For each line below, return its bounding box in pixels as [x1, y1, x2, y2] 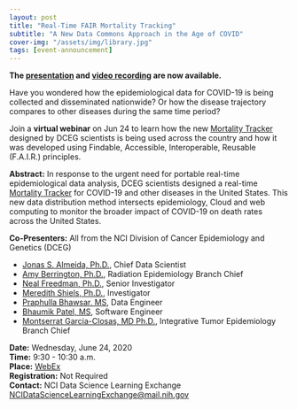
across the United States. [9, 216, 102, 227]
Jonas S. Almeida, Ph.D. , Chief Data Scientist [21, 259, 186, 270]
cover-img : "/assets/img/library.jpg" [9, 37, 152, 47]
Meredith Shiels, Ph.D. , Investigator [21, 288, 151, 298]
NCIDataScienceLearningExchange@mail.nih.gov [9, 390, 189, 400]
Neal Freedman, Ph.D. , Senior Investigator [21, 278, 176, 289]
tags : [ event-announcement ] [9, 46, 113, 55]
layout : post [9, 12, 58, 22]
